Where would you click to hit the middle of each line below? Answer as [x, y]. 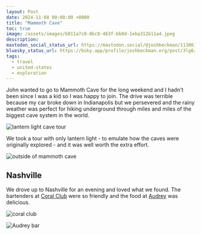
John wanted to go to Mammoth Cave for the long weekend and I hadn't [95, 90]
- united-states [32, 67]
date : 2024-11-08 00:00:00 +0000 [48, 17]
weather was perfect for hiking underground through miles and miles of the [99, 109]
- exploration [29, 73]
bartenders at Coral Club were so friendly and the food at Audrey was [92, 196]
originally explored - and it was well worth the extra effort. [78, 145]
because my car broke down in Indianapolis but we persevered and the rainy [100, 103]
